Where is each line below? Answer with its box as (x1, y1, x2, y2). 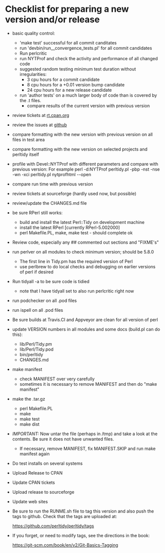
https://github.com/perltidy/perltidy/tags (12, 523, 95, 529)
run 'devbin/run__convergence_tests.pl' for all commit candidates (19, 45, 152, 51)
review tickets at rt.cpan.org (12, 112, 69, 118)
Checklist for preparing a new (5, 3, 129, 15)
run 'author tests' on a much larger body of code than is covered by (19, 92, 157, 98)
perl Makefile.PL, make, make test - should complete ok (19, 229, 133, 235)
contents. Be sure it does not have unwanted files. (12, 436, 114, 442)
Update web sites (12, 498, 48, 504)
